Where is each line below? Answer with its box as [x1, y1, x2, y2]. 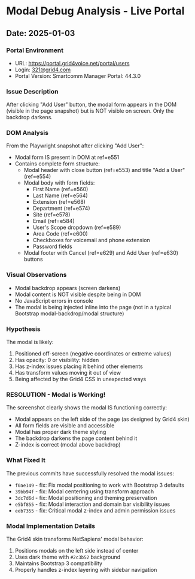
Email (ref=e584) [32, 218, 75, 225]
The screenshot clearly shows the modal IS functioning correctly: [6, 404, 167, 411]
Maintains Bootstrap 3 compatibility [14, 559, 103, 567]
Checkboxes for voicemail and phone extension [32, 237, 151, 244]
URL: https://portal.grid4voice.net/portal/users [14, 59, 130, 67]
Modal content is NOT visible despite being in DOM [14, 291, 141, 298]
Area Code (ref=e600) [32, 230, 88, 237]
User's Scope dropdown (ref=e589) [32, 224, 121, 231]
